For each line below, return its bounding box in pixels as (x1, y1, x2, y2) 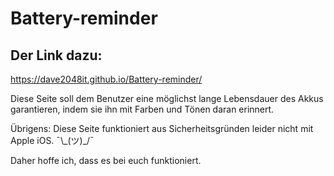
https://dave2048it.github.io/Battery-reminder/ (10, 73, 203, 85)
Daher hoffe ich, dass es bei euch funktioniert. (10, 155, 202, 166)
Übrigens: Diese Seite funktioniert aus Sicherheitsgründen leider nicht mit (10, 123, 314, 134)
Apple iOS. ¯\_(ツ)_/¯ (10, 135, 95, 146)
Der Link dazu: (10, 47, 103, 64)
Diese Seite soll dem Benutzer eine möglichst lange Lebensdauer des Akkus (10, 93, 324, 104)
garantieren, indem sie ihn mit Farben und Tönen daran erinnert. (10, 103, 275, 115)
